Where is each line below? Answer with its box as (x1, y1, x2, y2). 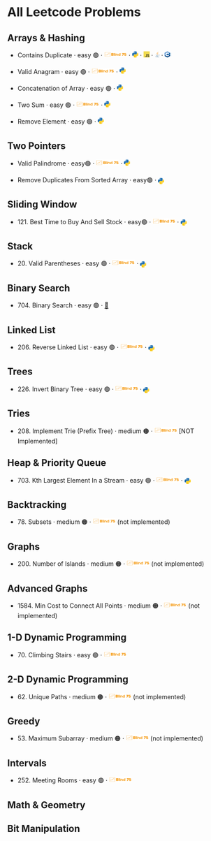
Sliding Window (7, 198, 78, 210)
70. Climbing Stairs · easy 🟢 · (17, 650, 103, 659)
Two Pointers (7, 140, 66, 152)
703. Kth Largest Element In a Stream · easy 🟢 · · (17, 476, 183, 484)
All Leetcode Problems (7, 4, 141, 20)
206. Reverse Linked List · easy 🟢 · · (17, 343, 147, 351)
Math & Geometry (7, 799, 86, 811)
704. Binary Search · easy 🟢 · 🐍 (17, 301, 109, 309)
